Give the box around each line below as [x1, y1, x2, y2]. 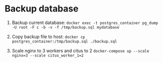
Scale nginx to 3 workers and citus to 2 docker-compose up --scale [11, 47, 150, 53]
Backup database [4, 3, 79, 14]
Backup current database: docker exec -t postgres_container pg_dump [11, 19, 158, 25]
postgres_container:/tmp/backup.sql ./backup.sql [11, 38, 118, 44]
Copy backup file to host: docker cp [11, 33, 85, 39]
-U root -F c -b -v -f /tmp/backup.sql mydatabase [11, 24, 120, 30]
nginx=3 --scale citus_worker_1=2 [11, 53, 84, 58]
